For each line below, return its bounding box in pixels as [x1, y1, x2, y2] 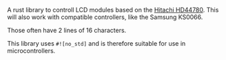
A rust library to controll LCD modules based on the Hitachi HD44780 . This [7, 6, 219, 14]
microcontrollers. [7, 47, 56, 55]
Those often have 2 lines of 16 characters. [7, 27, 127, 34]
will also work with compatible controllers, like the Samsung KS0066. [7, 13, 203, 21]
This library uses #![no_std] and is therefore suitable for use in [7, 40, 186, 47]
